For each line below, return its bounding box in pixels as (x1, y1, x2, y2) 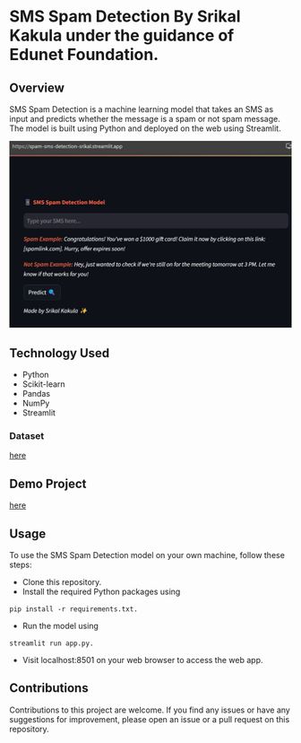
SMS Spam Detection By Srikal (9, 6, 241, 27)
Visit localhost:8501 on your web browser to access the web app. (21, 654, 263, 665)
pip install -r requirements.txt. (9, 604, 139, 614)
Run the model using (21, 620, 99, 631)
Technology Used (9, 345, 110, 361)
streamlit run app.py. (9, 639, 94, 648)
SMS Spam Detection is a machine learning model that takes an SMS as (9, 104, 274, 114)
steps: (9, 559, 32, 570)
